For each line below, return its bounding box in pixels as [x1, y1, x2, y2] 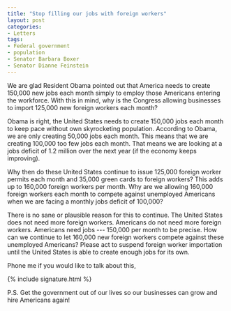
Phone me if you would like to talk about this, [7, 261, 136, 269]
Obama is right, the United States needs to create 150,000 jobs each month [7, 116, 224, 126]
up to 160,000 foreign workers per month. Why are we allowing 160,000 [7, 182, 214, 190]
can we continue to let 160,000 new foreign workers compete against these [7, 233, 225, 241]
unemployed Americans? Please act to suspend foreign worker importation [7, 240, 223, 248]
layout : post [7, 17, 45, 24]
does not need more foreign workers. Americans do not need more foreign [7, 218, 222, 227]
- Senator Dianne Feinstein [7, 62, 89, 69]
